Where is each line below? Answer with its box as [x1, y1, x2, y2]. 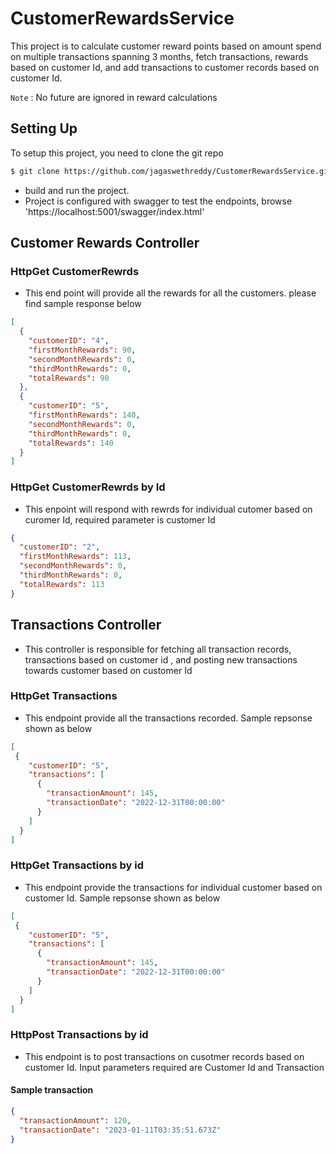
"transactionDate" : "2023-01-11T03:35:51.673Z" [19, 1125, 222, 1135]
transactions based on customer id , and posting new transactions [24, 653, 298, 666]
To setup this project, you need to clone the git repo [10, 147, 224, 159]
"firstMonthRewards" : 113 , [19, 552, 132, 562]
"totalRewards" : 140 [28, 438, 114, 448]
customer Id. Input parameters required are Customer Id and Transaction [24, 1061, 325, 1073]
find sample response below [24, 298, 142, 310]
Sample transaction [10, 1084, 94, 1096]
